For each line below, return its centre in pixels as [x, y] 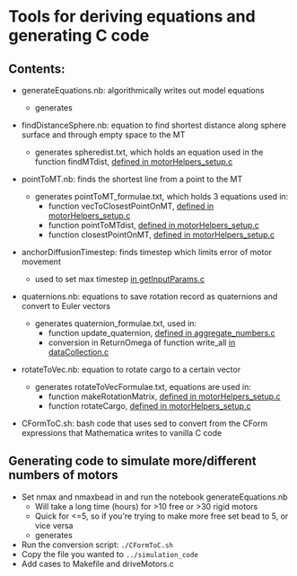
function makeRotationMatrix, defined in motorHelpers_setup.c [164, 396]
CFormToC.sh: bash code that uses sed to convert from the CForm [144, 423]
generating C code [79, 35]
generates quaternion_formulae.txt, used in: [116, 323]
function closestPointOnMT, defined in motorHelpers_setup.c [162, 235]
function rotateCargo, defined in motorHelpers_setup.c [149, 406]
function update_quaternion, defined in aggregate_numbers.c [162, 333]
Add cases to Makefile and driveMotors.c [97, 563]
